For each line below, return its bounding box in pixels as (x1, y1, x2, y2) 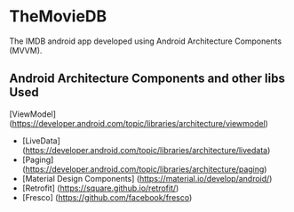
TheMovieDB (9, 6, 107, 27)
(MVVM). (9, 45, 43, 55)
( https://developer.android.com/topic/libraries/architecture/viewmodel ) (9, 118, 269, 128)
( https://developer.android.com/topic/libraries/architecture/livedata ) (21, 144, 271, 155)
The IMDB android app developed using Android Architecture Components (9, 36, 282, 46)
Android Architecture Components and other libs (9, 71, 286, 86)
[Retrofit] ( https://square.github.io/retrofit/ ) (21, 183, 179, 193)
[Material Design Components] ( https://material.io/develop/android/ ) (21, 173, 273, 183)
